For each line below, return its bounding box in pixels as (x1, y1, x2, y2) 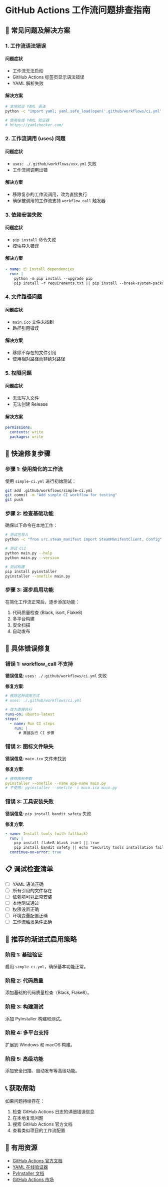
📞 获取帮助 (5, 1084, 36, 1092)
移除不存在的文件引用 (12, 349, 56, 355)
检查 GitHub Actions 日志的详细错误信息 (12, 1108, 94, 1114)
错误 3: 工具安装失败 (5, 798, 54, 805)
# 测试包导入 (5, 532, 28, 537)
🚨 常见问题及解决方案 (5, 26, 70, 35)
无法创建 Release (12, 401, 48, 407)
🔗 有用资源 (5, 1143, 37, 1152)
